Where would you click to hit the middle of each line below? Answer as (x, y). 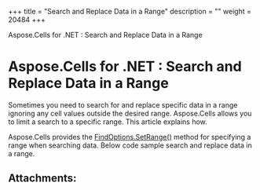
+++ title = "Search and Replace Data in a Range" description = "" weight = (130, 11)
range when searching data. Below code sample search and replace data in (130, 145)
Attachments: (42, 179)
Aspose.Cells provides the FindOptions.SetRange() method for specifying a (130, 137)
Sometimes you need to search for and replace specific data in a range (123, 104)
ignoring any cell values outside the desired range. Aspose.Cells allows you (130, 113)
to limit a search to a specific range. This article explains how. (108, 122)
